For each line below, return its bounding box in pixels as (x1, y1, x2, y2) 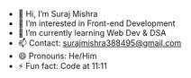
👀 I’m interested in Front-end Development (17, 18, 176, 29)
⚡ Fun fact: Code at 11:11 (17, 61, 107, 71)
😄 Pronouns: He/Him (17, 50, 97, 61)
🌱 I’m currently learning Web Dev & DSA (17, 28, 167, 38)
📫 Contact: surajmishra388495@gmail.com (17, 38, 182, 48)
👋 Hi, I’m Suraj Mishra (17, 9, 98, 19)
